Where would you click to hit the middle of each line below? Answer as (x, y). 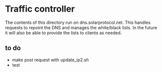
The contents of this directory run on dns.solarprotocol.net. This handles (78, 22)
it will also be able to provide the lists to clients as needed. (63, 33)
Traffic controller (40, 9)
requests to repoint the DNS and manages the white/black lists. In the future (81, 27)
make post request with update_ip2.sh (50, 60)
